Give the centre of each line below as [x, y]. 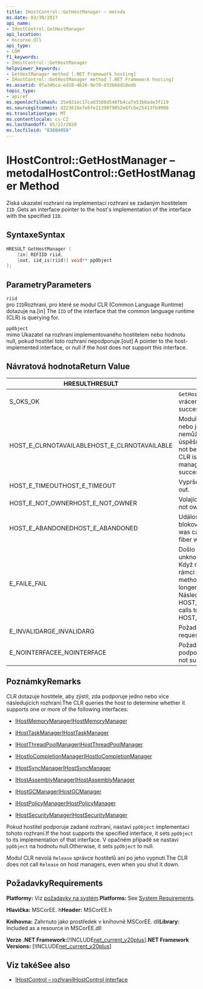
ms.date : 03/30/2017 [32, 18]
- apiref [17, 96]
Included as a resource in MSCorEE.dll [54, 928]
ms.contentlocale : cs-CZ [37, 119]
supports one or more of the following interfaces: [67, 709]
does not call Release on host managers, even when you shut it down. [93, 864]
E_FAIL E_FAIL [28, 583]
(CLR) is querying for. [33, 318]
